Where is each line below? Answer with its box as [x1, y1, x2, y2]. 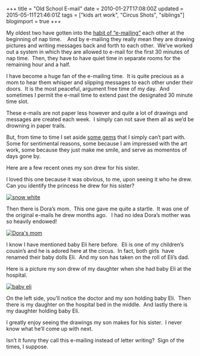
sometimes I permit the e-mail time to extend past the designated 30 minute [6, 92, 193, 98]
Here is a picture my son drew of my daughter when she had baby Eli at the [6, 265, 192, 272]
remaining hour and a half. [6, 61, 70, 68]
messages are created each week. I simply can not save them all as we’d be [6, 116, 194, 123]
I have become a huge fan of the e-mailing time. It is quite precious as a [6, 73, 184, 79]
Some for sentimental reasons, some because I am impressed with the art [6, 140, 187, 147]
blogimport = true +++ [6, 18, 61, 24]
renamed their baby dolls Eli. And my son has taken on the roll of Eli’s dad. [6, 253, 190, 261]
